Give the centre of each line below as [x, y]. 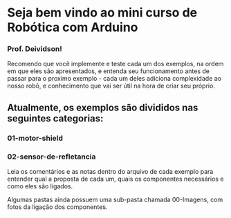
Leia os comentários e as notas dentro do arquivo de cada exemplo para [110, 172]
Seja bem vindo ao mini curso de [102, 13]
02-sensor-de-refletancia [52, 157]
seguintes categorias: [55, 118]
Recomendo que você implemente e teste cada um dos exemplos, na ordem [115, 64]
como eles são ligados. [40, 186]
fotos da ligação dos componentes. [57, 207]
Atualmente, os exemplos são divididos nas [103, 107]
